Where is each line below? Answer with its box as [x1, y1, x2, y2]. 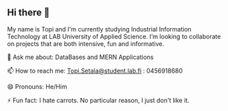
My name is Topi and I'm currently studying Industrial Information [7, 25, 192, 33]
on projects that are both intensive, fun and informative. [7, 39, 165, 48]
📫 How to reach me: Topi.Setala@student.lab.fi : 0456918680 [7, 66, 183, 75]
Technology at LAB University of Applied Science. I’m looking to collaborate [7, 32, 221, 40]
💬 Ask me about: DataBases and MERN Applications [7, 53, 154, 61]
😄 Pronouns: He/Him [7, 82, 67, 90]
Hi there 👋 [7, 7, 50, 18]
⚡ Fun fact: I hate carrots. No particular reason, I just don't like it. [7, 96, 190, 104]
